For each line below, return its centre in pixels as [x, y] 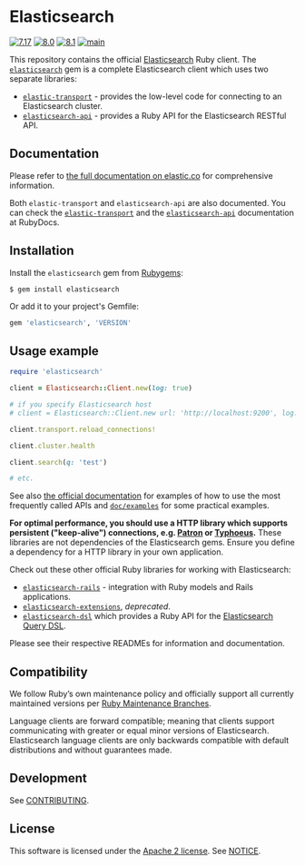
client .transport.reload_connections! [83, 429]
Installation [42, 251]
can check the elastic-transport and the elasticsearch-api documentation [152, 212]
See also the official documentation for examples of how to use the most [145, 496]
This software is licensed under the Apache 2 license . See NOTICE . [135, 850]
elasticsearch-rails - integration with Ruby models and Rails [138, 587]
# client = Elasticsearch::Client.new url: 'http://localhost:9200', [144, 413]
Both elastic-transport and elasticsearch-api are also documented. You [148, 202]
